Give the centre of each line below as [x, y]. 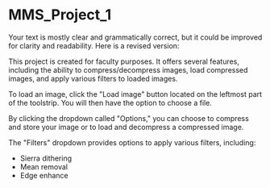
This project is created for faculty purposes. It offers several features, [124, 61]
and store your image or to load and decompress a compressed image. [126, 127]
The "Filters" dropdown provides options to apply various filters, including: [132, 142]
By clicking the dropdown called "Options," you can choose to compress [129, 118]
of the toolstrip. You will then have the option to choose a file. [110, 102]
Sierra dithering [46, 158]
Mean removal [44, 166]
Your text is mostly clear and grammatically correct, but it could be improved [135, 37]
